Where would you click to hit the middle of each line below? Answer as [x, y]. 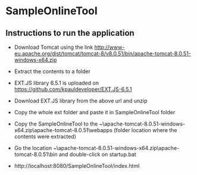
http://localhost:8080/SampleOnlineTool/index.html [77, 166]
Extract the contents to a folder [52, 71]
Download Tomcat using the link [54, 47]
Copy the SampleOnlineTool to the [56, 124]
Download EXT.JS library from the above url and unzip [81, 101]
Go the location [33, 148]
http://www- [110, 47]
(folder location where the [145, 130]
